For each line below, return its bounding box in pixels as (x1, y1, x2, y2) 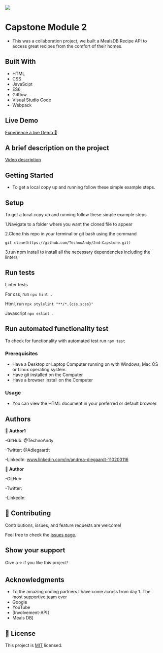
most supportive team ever (12, 594, 67, 600)
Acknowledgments (5, 576, 65, 584)
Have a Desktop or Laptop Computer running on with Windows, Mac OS (12, 361, 159, 367)
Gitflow (12, 91, 27, 97)
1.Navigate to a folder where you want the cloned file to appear (5, 221, 133, 227)
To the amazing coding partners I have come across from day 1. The (12, 589, 151, 595)
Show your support (5, 546, 65, 555)
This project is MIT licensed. (5, 642, 63, 649)
